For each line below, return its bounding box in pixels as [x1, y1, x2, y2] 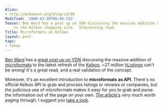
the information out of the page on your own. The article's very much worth [5, 92, 156, 98]
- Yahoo [5, 43, 21, 48]
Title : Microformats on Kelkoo [5, 30, 68, 35]
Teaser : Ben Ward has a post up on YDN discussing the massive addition [5, 20, 155, 26]
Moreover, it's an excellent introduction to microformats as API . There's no [5, 76, 155, 82]
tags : [5, 39, 16, 44]
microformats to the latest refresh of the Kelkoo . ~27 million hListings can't [5, 62, 154, 68]
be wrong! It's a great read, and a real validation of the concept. [5, 67, 132, 73]
